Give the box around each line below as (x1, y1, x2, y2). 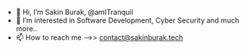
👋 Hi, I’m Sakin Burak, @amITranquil (15, 8, 133, 16)
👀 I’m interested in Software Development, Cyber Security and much (15, 16, 240, 25)
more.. (15, 24, 37, 33)
